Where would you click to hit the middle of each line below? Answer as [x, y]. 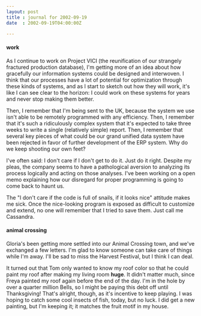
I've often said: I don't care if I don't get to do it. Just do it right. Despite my [99, 160]
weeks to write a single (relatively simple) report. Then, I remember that [94, 130]
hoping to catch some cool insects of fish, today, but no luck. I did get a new [100, 300]
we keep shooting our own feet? [46, 149]
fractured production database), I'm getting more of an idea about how [94, 67]
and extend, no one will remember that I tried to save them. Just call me [95, 210]
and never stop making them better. [50, 99]
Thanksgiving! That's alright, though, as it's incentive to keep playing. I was [99, 293]
